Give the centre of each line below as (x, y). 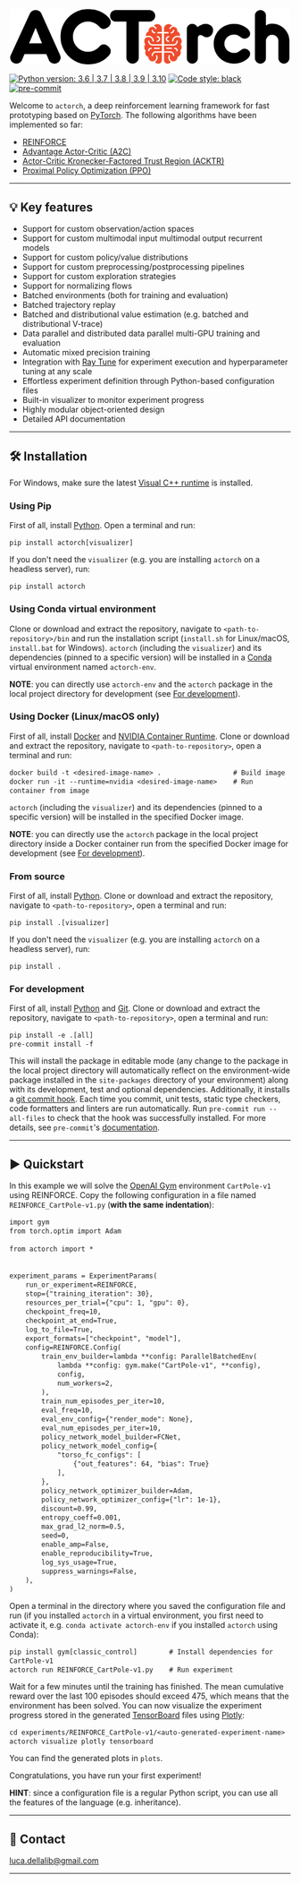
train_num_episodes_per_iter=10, (104, 1401)
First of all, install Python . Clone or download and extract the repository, (142, 896)
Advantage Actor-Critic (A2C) (77, 151)
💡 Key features (51, 207)
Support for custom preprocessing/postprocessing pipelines (133, 267)
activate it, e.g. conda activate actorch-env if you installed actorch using (144, 1625)
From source (37, 876)
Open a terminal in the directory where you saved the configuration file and (147, 1606)
